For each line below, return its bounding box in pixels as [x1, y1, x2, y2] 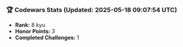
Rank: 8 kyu [14, 21, 45, 29]
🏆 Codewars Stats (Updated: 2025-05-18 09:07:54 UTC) [6, 5, 178, 14]
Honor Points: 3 [14, 28, 55, 35]
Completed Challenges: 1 [14, 34, 79, 41]
